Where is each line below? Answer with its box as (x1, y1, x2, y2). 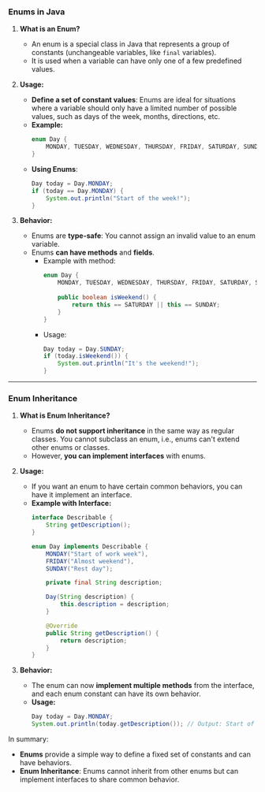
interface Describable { (31, 514, 114, 522)
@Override (46, 622, 78, 630)
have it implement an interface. (31, 490, 132, 500)
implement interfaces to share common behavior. (19, 775, 180, 784)
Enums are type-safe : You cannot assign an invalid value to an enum (31, 231, 256, 240)
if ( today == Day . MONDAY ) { (31, 187, 124, 195)
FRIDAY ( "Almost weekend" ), (46, 557, 135, 565)
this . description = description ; (59, 601, 170, 608)
